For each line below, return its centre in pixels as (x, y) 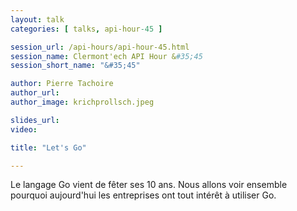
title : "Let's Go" (48, 147)
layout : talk (37, 19)
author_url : (35, 93)
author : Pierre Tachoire (62, 84)
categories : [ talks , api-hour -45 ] (86, 29)
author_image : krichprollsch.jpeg (82, 102)
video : (24, 129)
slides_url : (35, 120)
